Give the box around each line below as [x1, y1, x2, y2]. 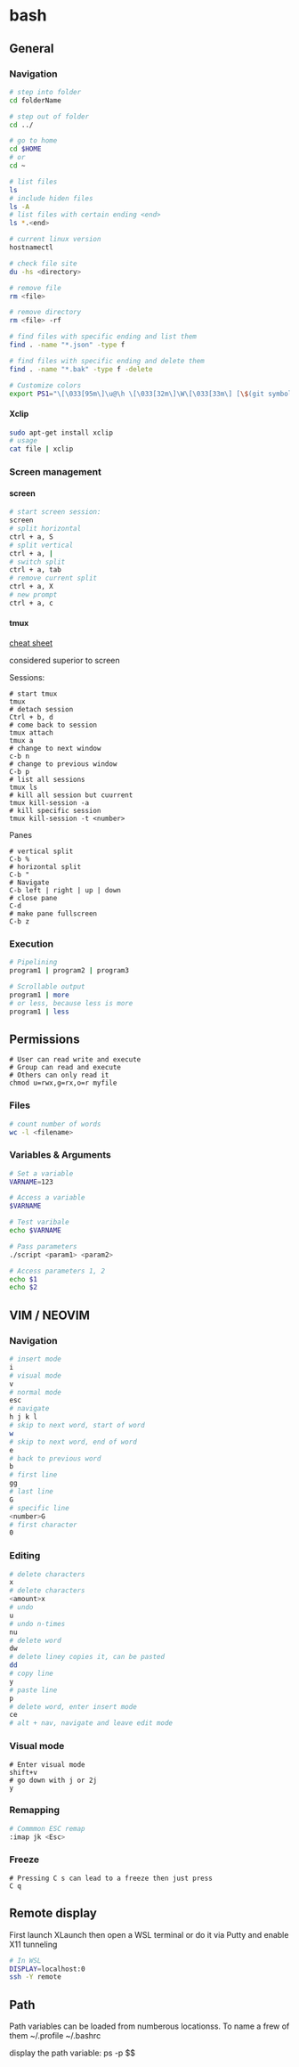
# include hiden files [9, 193, 93, 203]
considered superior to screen [9, 655, 120, 666]
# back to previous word [9, 1453, 101, 1463]
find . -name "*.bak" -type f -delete [9, 364, 153, 374]
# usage [9, 436, 38, 445]
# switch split [9, 557, 66, 566]
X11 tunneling [9, 1939, 58, 1949]
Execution [9, 937, 54, 949]
